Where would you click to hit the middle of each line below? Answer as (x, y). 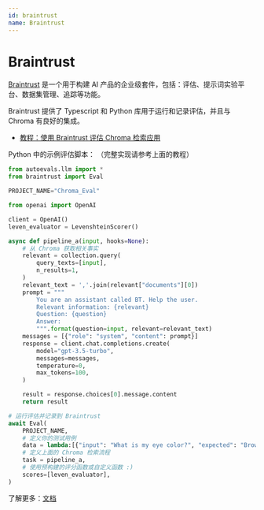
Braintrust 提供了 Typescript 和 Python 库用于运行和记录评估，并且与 (119, 111)
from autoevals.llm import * (56, 169)
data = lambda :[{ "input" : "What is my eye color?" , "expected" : (130, 445)
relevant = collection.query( (72, 256)
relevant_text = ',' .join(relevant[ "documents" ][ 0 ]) (110, 285)
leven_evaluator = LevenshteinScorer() (73, 227)
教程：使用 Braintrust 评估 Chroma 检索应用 (90, 138)
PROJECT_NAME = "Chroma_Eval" (54, 191)
